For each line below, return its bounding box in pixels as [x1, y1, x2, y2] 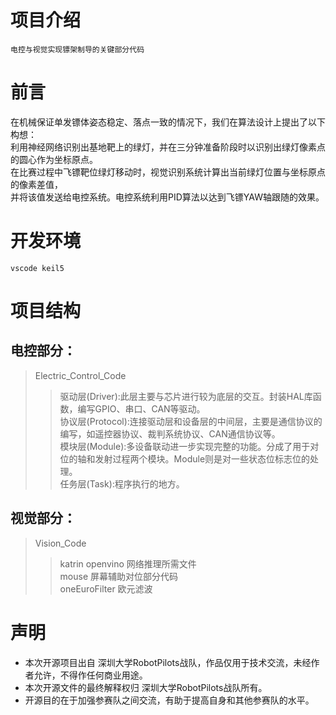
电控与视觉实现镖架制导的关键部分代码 [10, 44, 145, 55]
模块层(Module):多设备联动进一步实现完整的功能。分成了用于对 [59, 440, 320, 452]
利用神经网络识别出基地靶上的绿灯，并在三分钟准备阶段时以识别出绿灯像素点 [10, 141, 326, 153]
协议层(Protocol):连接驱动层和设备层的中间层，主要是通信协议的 [59, 415, 323, 427]
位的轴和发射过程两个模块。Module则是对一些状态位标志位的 [59, 452, 311, 465]
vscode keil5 [10, 263, 65, 273]
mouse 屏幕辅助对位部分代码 [59, 570, 179, 582]
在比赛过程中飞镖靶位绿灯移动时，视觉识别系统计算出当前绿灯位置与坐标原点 [10, 166, 326, 178]
